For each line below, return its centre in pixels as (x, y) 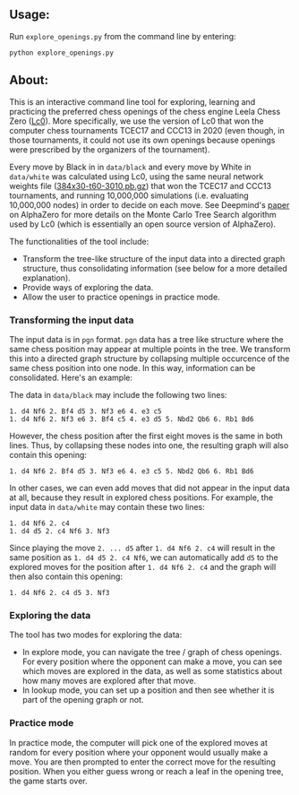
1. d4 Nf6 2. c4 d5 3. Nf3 (60, 592)
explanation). (47, 278)
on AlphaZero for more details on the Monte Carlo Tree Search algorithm (143, 214)
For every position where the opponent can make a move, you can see (152, 661)
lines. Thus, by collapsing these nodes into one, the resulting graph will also (149, 445)
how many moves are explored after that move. (109, 681)
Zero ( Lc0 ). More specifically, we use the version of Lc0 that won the (137, 121)
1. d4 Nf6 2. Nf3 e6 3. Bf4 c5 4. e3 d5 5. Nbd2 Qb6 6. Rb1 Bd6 (132, 419)
